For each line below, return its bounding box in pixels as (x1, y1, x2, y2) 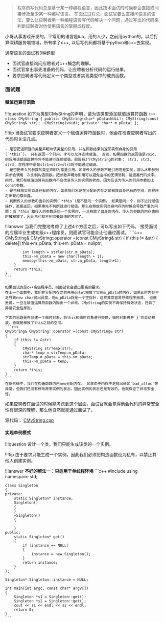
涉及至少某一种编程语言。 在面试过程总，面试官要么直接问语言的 (21, 11, 152, 17)
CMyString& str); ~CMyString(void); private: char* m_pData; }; (5, 121, 139, 126)
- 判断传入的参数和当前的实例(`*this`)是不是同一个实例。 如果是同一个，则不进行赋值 (5, 199, 159, 204)
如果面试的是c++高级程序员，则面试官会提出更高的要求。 (5, 285, 103, 290)
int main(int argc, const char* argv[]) (5, 586, 89, 591)
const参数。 (5, 183, 27, 188)
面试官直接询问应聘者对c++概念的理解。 (12, 61, 94, 66)
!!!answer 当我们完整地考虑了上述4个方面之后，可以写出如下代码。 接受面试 (5, 224, 158, 230)
